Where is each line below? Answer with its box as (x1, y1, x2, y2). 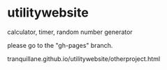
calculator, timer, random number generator (7, 28, 133, 36)
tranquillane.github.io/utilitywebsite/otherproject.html (7, 54, 161, 63)
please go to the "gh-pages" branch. (7, 41, 113, 49)
